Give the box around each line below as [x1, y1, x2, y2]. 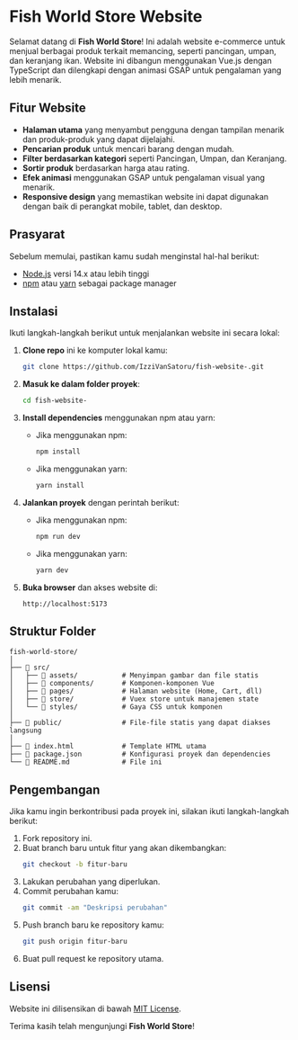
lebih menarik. [9, 74, 62, 85]
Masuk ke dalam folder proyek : [22, 379, 141, 390]
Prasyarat [9, 227, 66, 242]
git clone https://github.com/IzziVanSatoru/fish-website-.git [22, 363, 265, 372]
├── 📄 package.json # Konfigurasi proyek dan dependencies [9, 749, 271, 759]
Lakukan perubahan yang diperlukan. [22, 876, 161, 887]
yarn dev [35, 565, 69, 575]
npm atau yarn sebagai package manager [22, 277, 177, 289]
